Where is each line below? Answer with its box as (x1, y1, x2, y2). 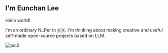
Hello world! (5, 17, 30, 23)
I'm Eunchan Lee (5, 4, 59, 12)
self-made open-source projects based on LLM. (5, 32, 106, 38)
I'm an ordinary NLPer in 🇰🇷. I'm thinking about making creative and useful (5, 27, 163, 33)
